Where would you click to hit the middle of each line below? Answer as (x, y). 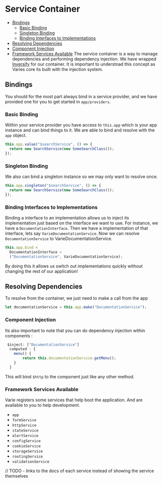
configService (26, 441)
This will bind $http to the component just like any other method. (70, 376)
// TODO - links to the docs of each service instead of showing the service (80, 471)
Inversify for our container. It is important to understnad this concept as (84, 64)
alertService (25, 436)
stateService (25, 431)
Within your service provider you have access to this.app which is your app (81, 125)
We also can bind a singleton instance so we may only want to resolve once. (81, 176)
